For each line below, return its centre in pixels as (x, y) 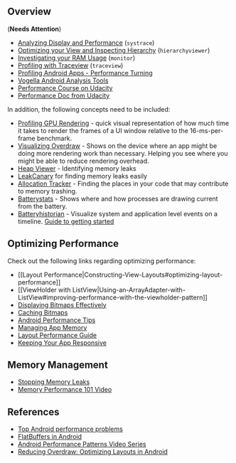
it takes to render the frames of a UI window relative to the (103, 130)
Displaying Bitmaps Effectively (62, 304)
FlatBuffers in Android (49, 437)
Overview (29, 12)
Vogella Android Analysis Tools (63, 80)
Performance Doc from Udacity (64, 95)
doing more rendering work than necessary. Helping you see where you (123, 153)
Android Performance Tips (57, 320)
